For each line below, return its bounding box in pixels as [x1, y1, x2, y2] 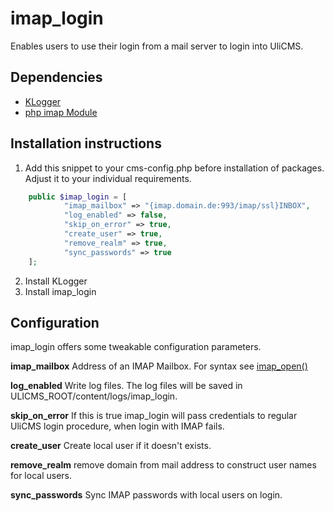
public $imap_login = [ [28, 192, 128, 202]
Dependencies [10, 69, 103, 86]
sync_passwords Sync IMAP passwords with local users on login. [10, 489, 283, 501]
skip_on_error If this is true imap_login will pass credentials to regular [10, 410, 298, 422]
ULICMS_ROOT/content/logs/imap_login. [10, 390, 178, 402]
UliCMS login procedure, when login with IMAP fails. [10, 420, 225, 432]
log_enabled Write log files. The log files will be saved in [10, 380, 243, 392]
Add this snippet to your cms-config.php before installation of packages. [24, 162, 325, 174]
